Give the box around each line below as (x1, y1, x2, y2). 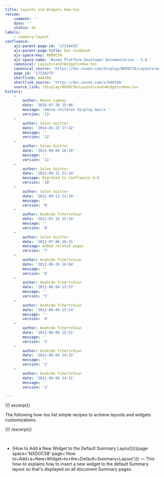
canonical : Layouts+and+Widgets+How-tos (14, 62, 97, 67)
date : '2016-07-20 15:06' (22, 103, 76, 108)
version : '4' (22, 317, 49, 321)
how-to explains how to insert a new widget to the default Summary (12, 461, 149, 467)
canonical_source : (14, 67, 51, 71)
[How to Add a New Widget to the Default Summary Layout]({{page (12, 446, 148, 452)
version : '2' (22, 362, 49, 367)
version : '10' (22, 180, 51, 185)
